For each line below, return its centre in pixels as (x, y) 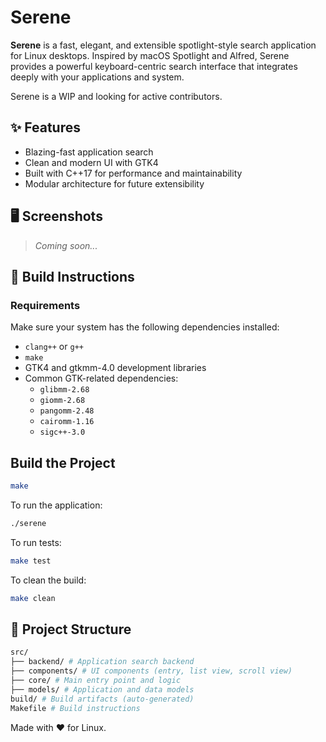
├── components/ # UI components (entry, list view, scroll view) (151, 671)
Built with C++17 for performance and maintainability (133, 173)
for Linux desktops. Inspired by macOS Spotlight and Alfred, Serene (150, 55)
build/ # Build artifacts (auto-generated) (102, 699)
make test (31, 561)
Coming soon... (66, 245)
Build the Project (63, 462)
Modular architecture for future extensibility (114, 183)
